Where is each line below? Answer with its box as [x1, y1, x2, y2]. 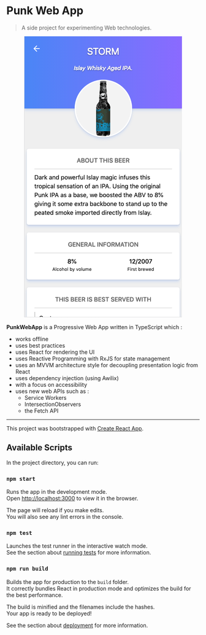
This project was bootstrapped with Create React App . [6, 424, 144, 432]
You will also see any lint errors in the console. [6, 513, 124, 521]
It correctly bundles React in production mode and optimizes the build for [6, 585, 191, 592]
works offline [15, 335, 49, 343]
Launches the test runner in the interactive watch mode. [6, 542, 148, 550]
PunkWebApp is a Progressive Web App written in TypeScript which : [6, 323, 183, 330]
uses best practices [15, 341, 66, 349]
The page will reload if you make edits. [6, 507, 104, 514]
